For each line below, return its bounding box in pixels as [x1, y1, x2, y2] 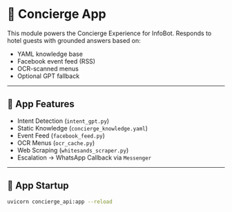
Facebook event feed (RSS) [17, 57, 95, 65]
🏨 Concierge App [7, 6, 106, 22]
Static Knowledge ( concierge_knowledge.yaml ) [17, 124, 148, 132]
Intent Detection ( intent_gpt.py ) [17, 117, 109, 125]
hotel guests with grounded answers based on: [7, 36, 142, 44]
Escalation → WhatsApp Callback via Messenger [17, 153, 152, 162]
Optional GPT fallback [17, 72, 80, 80]
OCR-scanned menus [17, 64, 79, 73]
